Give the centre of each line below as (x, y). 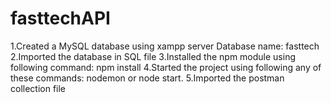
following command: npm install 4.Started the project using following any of (166, 67)
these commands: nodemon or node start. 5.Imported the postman (147, 78)
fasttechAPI (60, 18)
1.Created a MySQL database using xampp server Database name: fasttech (165, 46)
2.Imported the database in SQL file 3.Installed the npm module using (153, 56)
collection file (38, 88)
